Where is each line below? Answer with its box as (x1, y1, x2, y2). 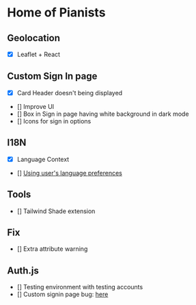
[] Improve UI (16, 102, 55, 110)
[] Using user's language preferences (16, 169, 123, 177)
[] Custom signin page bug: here (16, 290, 109, 299)
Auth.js (7, 265, 40, 276)
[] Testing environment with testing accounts (16, 283, 143, 291)
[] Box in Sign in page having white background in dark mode (16, 110, 189, 118)
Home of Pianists (7, 5, 106, 21)
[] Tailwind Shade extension (16, 207, 96, 215)
